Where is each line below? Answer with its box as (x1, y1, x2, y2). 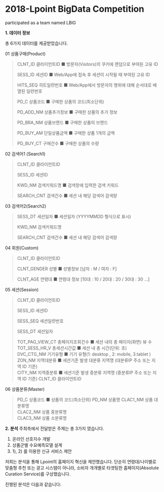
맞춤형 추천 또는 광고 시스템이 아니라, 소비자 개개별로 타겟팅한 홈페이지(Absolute (5, 464, 159, 470)
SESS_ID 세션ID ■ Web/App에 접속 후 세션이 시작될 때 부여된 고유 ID (17, 71, 150, 77)
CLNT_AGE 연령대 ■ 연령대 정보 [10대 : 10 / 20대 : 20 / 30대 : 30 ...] (17, 276, 150, 282)
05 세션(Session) (5, 287, 39, 292)
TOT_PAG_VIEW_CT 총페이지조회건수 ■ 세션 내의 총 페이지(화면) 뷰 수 (17, 339, 152, 345)
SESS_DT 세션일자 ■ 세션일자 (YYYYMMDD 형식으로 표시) (17, 213, 131, 219)
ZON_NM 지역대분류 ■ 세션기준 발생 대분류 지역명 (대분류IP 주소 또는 (17, 357, 151, 363)
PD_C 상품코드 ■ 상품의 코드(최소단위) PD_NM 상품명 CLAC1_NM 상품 (17, 397, 153, 403)
